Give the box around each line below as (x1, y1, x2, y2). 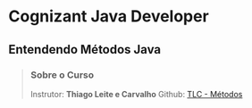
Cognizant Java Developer (8, 6, 209, 27)
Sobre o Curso (29, 69, 95, 81)
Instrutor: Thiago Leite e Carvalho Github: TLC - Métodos (29, 88, 243, 99)
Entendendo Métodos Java (8, 42, 162, 57)
